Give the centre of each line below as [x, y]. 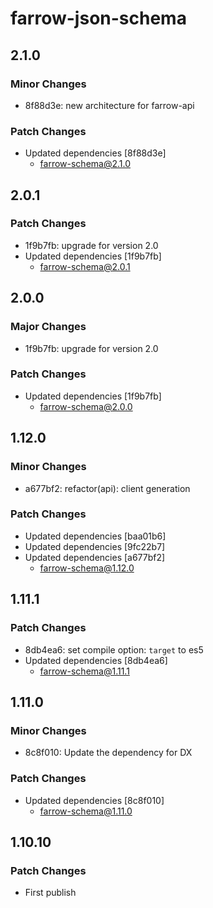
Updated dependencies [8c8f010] [94, 800]
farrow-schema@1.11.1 [84, 671]
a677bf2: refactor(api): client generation [107, 488]
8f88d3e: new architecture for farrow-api [109, 105]
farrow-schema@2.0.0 [86, 406]
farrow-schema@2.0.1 [85, 266]
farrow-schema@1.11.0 [86, 811]
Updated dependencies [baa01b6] [95, 536]
